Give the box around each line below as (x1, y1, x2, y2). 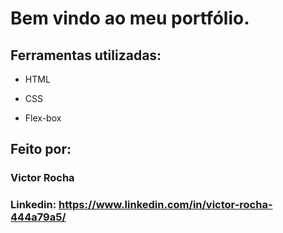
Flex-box (24, 112, 62, 124)
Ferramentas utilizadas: (10, 47, 162, 64)
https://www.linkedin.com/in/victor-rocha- (58, 198, 273, 212)
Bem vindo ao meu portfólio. (10, 7, 250, 30)
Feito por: (10, 141, 72, 158)
